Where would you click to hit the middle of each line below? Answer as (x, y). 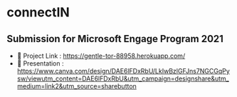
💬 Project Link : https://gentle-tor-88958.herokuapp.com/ (101, 56)
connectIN (38, 12)
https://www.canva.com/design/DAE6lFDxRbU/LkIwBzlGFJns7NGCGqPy (123, 71)
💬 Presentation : (41, 63)
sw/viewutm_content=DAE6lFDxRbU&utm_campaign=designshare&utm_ (123, 78)
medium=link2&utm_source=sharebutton (77, 86)
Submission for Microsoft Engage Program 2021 (115, 39)
